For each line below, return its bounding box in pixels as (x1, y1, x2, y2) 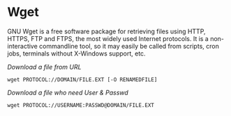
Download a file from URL (7, 63, 82, 71)
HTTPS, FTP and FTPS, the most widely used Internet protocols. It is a (7, 34, 209, 42)
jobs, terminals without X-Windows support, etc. (7, 49, 146, 58)
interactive (7, 42, 38, 50)
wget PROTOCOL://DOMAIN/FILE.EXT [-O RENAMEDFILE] (7, 76, 158, 83)
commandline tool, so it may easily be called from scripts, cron (39, 42, 220, 50)
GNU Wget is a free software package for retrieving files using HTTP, (7, 27, 206, 35)
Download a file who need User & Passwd (7, 88, 129, 97)
